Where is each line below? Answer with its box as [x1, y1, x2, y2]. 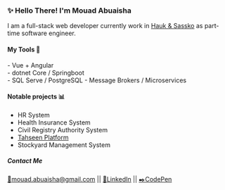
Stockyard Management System [17, 140, 111, 149]
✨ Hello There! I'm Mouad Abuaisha [7, 6, 131, 15]
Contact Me [7, 157, 43, 165]
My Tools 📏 [7, 45, 41, 53]
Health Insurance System [17, 118, 91, 127]
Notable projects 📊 [7, 92, 65, 101]
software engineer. [21, 29, 76, 37]
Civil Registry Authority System [17, 125, 108, 134]
